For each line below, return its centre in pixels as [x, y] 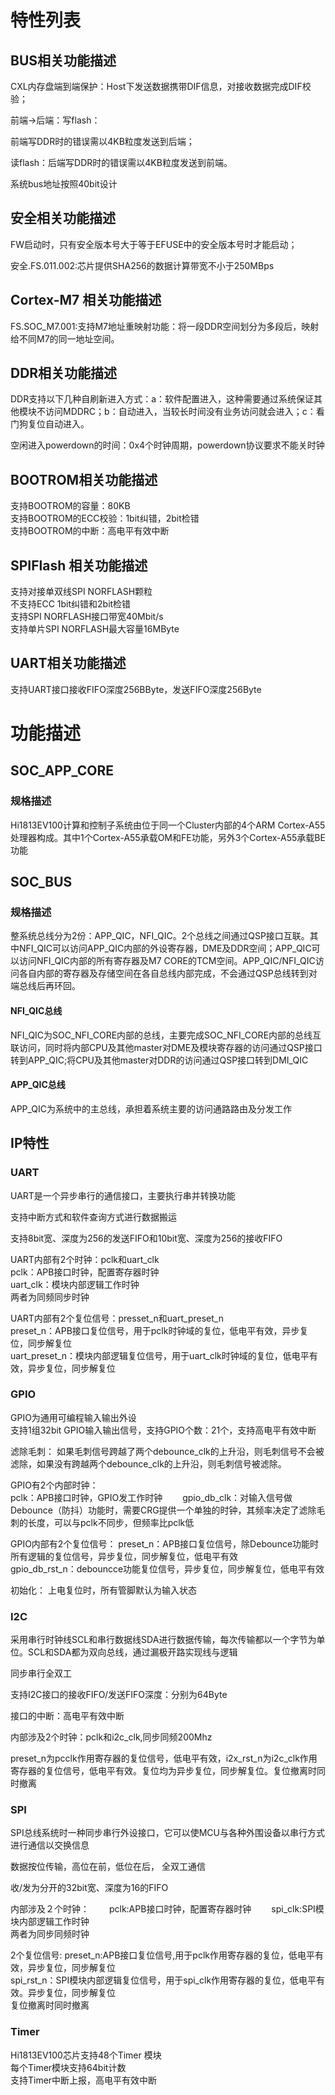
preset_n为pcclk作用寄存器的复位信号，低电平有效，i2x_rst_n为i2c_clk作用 [164, 1758]
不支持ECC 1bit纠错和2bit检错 [71, 604]
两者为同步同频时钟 [50, 1934]
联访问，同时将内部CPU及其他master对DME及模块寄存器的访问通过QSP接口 [166, 1047]
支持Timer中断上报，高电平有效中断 [84, 2080]
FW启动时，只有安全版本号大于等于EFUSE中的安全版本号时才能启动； [154, 244]
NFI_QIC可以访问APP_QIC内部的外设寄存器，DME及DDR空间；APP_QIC [165, 948]
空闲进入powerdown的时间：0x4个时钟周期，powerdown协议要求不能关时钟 [167, 445]
